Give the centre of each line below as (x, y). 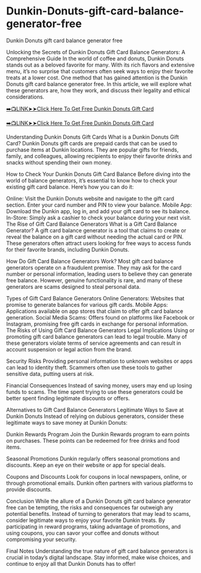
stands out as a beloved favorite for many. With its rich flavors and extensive (100, 65)
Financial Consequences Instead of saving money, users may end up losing (99, 385)
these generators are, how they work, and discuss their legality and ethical (98, 90)
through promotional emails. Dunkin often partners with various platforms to (100, 483)
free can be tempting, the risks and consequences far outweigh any (90, 507)
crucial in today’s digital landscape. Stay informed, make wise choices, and (99, 557)
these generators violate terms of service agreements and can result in (94, 343)
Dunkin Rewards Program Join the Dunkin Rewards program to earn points (98, 434)
